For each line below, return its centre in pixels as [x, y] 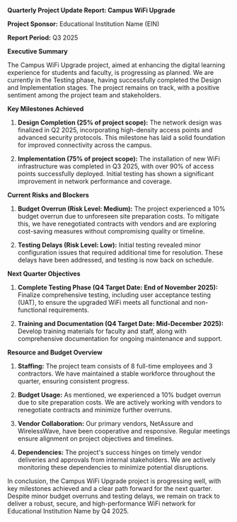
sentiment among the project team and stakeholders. [84, 95]
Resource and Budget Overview [55, 352]
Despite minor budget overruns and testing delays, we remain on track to [114, 496]
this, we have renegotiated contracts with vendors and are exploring [117, 224]
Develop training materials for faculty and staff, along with [102, 331]
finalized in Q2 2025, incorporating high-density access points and [115, 130]
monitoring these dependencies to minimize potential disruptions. [113, 467]
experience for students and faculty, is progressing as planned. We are [111, 72]
